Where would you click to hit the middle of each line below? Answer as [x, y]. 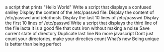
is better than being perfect [33, 44]
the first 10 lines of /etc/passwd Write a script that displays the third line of [81, 23]
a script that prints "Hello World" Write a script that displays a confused [78, 7]
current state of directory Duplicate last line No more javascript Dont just [80, 33]
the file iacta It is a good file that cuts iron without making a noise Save [78, 28]
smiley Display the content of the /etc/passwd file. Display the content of [80, 12]
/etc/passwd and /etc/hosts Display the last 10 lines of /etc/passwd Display [82, 18]
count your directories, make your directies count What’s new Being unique [82, 39]
